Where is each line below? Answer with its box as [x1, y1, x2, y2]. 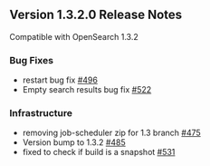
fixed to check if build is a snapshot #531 [22, 147, 176, 158]
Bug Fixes [9, 54, 54, 66]
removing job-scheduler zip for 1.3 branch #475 [22, 127, 201, 139]
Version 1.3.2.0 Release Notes [9, 7, 183, 23]
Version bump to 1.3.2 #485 [22, 137, 127, 148]
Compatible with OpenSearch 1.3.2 [9, 31, 138, 42]
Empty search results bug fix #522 [22, 84, 152, 95]
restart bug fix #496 [22, 74, 98, 85]
